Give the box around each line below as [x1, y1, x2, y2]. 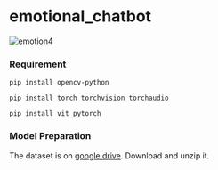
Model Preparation [9, 130, 92, 142]
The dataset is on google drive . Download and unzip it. [9, 150, 210, 161]
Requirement [9, 58, 67, 70]
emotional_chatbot [9, 6, 152, 27]
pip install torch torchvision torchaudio [9, 93, 169, 103]
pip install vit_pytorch [9, 109, 101, 118]
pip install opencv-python [9, 78, 109, 87]
